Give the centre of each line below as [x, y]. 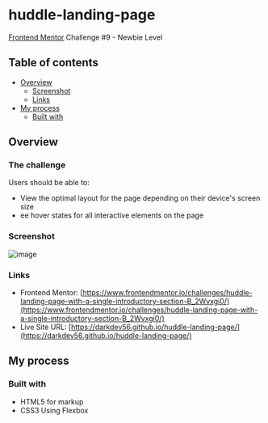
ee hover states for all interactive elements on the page [112, 215]
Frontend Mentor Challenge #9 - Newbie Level [86, 37]
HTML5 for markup [52, 401]
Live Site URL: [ [46, 327]
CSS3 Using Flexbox [54, 410]
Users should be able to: [49, 183]
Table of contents [53, 63]
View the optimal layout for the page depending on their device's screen [140, 198]
